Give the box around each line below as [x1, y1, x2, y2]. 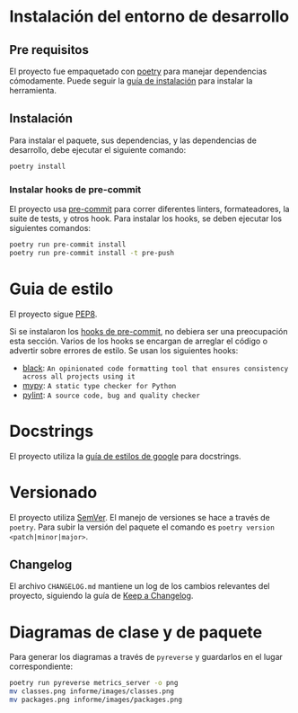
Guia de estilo [9, 279, 114, 299]
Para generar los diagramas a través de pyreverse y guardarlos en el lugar [9, 652, 283, 663]
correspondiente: [9, 661, 74, 672]
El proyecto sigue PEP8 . [9, 308, 98, 319]
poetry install [9, 162, 66, 171]
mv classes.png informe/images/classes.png [9, 687, 175, 696]
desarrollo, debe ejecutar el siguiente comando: [9, 144, 187, 155]
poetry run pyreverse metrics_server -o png [9, 679, 179, 688]
